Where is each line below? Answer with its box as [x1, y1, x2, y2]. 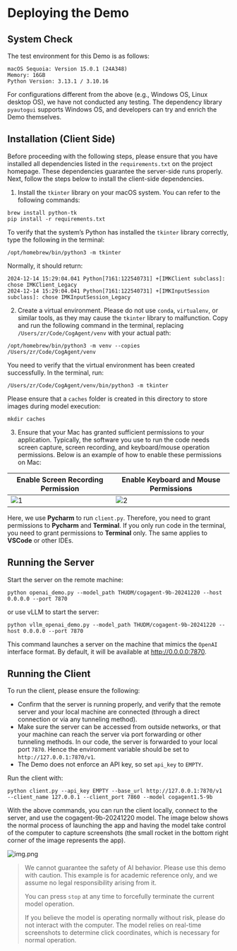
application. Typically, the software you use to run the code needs [17, 435, 210, 444]
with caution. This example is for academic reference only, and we [24, 871, 218, 880]
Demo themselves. [7, 113, 62, 121]
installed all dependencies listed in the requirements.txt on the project [7, 159, 213, 167]
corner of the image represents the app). [7, 836, 126, 845]
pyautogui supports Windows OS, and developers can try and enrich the [7, 105, 217, 114]
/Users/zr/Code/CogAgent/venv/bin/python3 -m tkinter [7, 382, 169, 389]
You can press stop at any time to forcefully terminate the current [24, 892, 215, 901]
